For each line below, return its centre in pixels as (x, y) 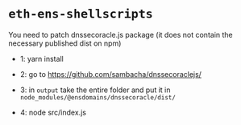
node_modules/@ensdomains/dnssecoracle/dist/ (98, 97)
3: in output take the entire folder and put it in (95, 90)
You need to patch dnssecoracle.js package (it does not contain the (121, 34)
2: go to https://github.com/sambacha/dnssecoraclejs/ (110, 74)
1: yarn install (42, 58)
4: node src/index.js (53, 112)
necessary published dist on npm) (65, 43)
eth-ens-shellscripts (81, 14)
